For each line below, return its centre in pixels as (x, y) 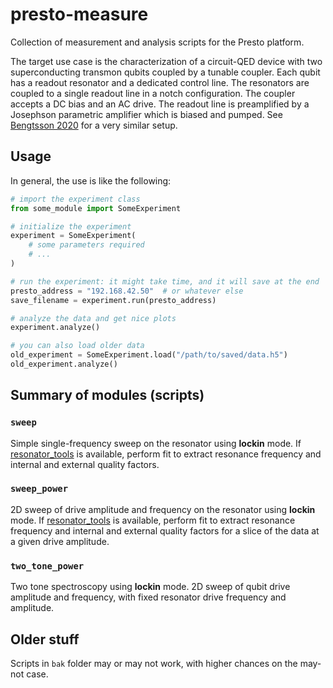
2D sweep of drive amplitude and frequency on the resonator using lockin (163, 509)
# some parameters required (86, 245)
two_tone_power (47, 566)
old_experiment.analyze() (64, 364)
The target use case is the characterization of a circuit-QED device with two (166, 61)
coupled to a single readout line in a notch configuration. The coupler (153, 93)
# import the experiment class (75, 199)
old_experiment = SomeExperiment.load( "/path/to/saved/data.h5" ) (149, 355)
